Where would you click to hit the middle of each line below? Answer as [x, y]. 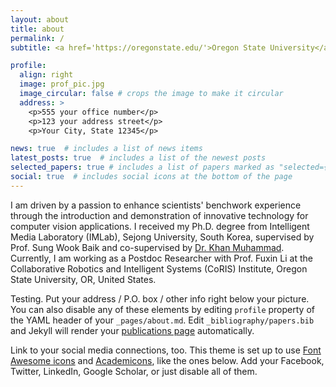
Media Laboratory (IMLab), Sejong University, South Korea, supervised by [162, 237]
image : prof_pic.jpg [62, 84]
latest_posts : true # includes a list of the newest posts [138, 158]
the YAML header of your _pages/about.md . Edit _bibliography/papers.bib [162, 320]
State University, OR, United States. [83, 279]
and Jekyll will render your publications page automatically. [132, 330]
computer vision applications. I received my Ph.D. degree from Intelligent [160, 226]
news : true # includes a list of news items [106, 149]
